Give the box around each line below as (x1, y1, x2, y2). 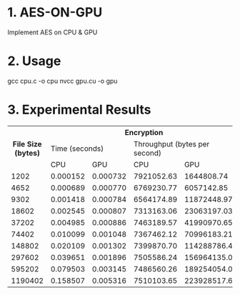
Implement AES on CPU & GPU (7, 28, 98, 36)
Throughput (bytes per (133, 139, 210, 149)
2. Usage (7, 53, 61, 69)
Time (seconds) (50, 144, 104, 154)
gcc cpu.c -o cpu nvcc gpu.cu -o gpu (7, 76, 118, 85)
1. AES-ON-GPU (7, 4, 103, 21)
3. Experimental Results (7, 101, 151, 118)
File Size (12, 139, 42, 149)
